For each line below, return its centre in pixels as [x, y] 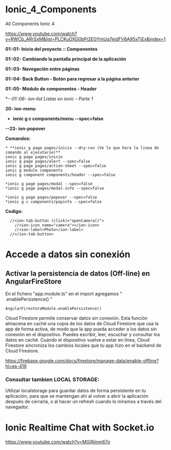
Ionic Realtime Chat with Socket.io [80, 428]
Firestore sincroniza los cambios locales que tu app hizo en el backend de [83, 345]
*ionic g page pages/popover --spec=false [51, 197]
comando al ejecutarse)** [33, 152]
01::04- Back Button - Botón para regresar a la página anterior [72, 79]
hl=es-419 [16, 366]
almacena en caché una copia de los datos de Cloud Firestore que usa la [82, 323]
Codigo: [14, 211]
